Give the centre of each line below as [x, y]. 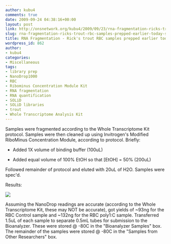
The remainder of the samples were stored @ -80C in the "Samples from [81, 231]
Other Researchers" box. [31, 237]
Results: [14, 185]
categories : [18, 57]
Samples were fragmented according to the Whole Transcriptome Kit [77, 129]
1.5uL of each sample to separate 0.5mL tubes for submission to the [76, 221]
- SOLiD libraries [25, 105]
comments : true [21, 15]
